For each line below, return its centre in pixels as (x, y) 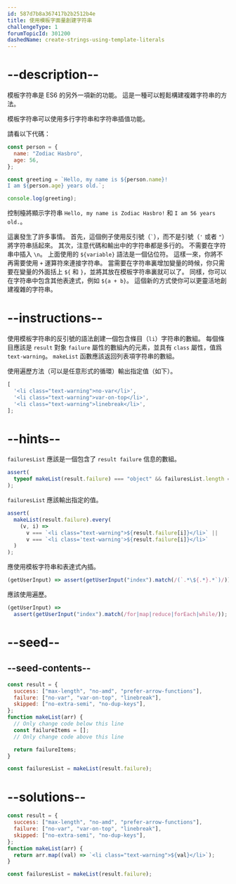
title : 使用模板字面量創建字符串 (50, 20)
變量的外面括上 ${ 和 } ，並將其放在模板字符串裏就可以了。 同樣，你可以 (123, 272)
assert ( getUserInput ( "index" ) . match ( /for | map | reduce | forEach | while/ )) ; (121, 614)
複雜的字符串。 (35, 290)
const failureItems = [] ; (52, 730)
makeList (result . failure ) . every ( (63, 520)
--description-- (53, 75)
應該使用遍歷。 (29, 594)
